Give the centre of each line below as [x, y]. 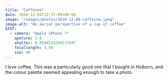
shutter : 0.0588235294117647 [45, 43]
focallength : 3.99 [34, 48]
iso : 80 [22, 52]
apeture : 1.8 [28, 38]
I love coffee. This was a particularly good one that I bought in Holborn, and [84, 67]
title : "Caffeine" [25, 10]
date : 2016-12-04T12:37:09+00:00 [41, 15]
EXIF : [11, 29]
